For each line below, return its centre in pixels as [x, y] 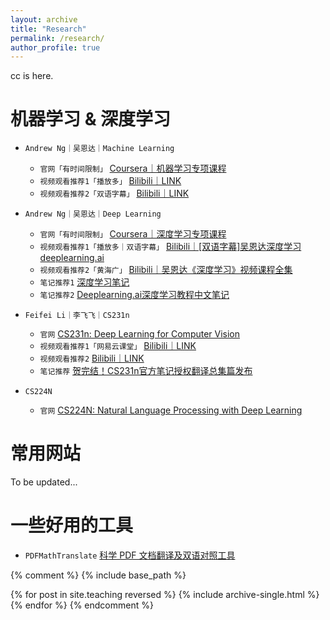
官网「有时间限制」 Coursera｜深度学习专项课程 [133, 234]
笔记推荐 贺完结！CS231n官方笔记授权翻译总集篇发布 [146, 371]
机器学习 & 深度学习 [91, 119]
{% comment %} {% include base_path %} [98, 575]
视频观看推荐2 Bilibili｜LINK [92, 358]
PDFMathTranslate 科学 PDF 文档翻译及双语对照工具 [130, 555]
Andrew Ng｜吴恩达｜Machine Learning [99, 149]
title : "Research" [48, 29]
